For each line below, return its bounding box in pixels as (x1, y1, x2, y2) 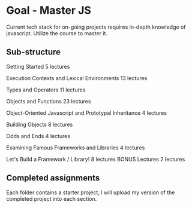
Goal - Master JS (6, 4, 92, 17)
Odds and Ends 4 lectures (6, 132, 71, 139)
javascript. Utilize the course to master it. (6, 29, 108, 36)
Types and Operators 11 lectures (6, 86, 86, 93)
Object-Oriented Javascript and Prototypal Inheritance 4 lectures (6, 109, 167, 117)
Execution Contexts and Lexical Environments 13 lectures (6, 74, 148, 81)
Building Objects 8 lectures (6, 121, 73, 128)
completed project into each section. (6, 195, 97, 202)
